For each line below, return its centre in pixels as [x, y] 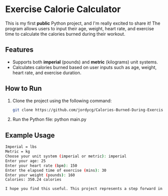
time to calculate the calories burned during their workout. [65, 34]
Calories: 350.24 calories [33, 180]
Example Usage [30, 135]
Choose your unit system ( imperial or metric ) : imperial [66, 156]
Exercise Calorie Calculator [63, 9]
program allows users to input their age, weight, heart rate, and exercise [80, 28]
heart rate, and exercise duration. [47, 73]
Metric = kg [18, 152]
